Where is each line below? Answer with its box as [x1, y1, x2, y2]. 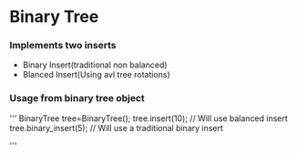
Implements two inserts [9, 39, 117, 52]
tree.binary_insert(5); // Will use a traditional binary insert [9, 122, 223, 133]
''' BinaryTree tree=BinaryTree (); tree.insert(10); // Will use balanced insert [9, 112, 289, 124]
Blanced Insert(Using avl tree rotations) [22, 69, 170, 80]
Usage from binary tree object [9, 92, 146, 105]
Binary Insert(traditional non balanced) [22, 59, 168, 70]
